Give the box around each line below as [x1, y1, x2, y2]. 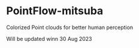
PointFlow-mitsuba [6, 4, 104, 18]
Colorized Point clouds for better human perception [6, 24, 134, 31]
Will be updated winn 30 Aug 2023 [6, 35, 92, 42]
